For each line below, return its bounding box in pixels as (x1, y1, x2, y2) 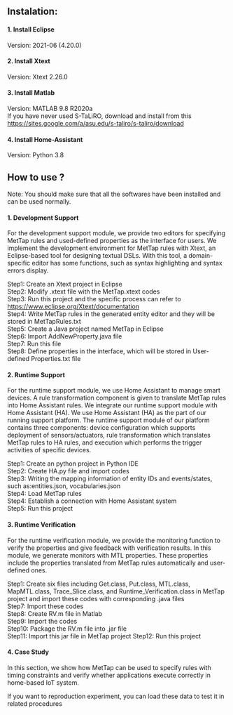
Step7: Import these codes (7, 602, 84, 610)
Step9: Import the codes (7, 617, 78, 625)
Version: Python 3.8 (7, 151, 64, 159)
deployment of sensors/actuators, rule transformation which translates (7, 431, 211, 440)
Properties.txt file (31, 355, 81, 363)
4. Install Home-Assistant (7, 135, 83, 143)
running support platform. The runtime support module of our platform (7, 416, 210, 424)
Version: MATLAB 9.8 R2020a (7, 105, 93, 112)
